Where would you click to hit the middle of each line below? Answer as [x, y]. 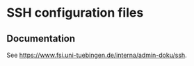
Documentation [41, 39]
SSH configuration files [75, 13]
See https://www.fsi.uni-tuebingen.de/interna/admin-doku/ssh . [97, 55]
